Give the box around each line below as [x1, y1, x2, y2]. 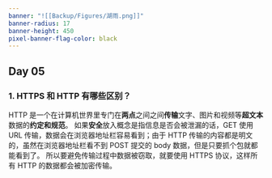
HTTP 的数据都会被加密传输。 [17, 160, 117, 170]
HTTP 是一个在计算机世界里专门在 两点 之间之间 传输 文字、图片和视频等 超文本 [8, 110, 264, 120]
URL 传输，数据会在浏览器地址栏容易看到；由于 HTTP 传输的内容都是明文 [8, 130, 253, 140]
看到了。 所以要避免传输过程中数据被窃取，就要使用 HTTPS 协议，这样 [15, 150, 251, 160]
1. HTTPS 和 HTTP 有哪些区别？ [8, 90, 132, 101]
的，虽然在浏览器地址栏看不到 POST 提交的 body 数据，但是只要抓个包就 [8, 140, 251, 150]
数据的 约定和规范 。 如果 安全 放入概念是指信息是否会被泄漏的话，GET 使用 [8, 120, 253, 129]
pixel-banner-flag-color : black [8, 34, 117, 43]
